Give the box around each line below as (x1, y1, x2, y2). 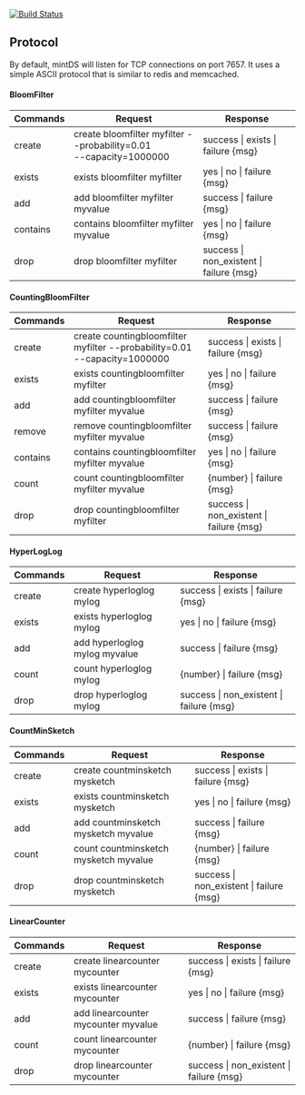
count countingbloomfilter (74, 472, 184, 485)
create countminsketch (74, 764, 172, 776)
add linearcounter (74, 1006, 150, 1019)
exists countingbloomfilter (74, 368, 185, 380)
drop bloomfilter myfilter (74, 255, 178, 268)
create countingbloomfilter (74, 330, 188, 342)
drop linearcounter (74, 1059, 152, 1071)
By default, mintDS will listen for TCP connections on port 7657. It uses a (9, 59, 280, 70)
